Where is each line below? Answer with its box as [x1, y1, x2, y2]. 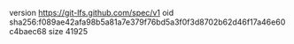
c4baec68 [9, 26, 47, 36]
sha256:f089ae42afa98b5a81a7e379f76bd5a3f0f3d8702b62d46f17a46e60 [9, 17, 286, 27]
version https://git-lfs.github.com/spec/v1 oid [9, 8, 174, 18]
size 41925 [48, 26, 89, 36]
